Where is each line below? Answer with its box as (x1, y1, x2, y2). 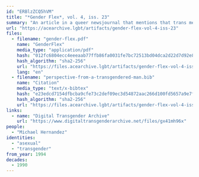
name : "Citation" (17, 80, 60, 86)
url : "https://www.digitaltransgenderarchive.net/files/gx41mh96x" (17, 119, 187, 124)
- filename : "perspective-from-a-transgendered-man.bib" (11, 74, 155, 80)
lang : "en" (17, 69, 44, 75)
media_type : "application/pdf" (17, 47, 94, 53)
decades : (6, 157, 28, 163)
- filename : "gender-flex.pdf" (11, 36, 89, 42)
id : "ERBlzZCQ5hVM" (6, 8, 54, 15)
